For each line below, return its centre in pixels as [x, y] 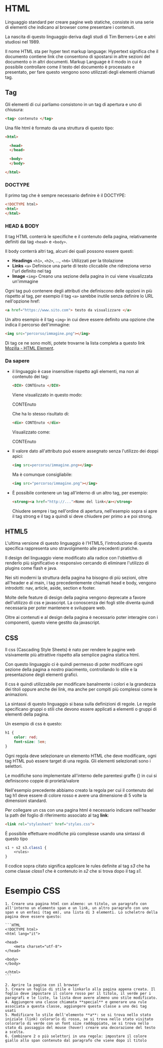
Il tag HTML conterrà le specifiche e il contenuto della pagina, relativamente [81, 237]
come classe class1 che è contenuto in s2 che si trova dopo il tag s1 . [73, 871]
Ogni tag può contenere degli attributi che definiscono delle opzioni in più [79, 291]
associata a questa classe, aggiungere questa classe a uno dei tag [76, 1007]
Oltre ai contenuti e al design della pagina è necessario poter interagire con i [81, 617]
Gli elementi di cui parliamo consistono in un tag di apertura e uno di [73, 104]
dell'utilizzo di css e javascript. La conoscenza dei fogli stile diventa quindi [80, 603]
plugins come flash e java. [31, 568]
